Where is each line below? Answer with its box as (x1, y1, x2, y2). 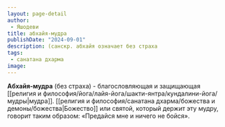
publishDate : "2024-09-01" (7, 36, 86, 44)
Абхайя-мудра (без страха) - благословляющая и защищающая (7, 81, 201, 90)
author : (7, 17, 30, 24)
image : (7, 62, 27, 69)
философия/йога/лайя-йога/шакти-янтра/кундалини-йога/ (43, 89, 218, 98)
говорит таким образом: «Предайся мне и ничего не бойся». (7, 112, 190, 120)
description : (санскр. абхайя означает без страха (7, 43, 158, 50)
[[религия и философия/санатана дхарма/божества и (55, 96, 215, 105)
